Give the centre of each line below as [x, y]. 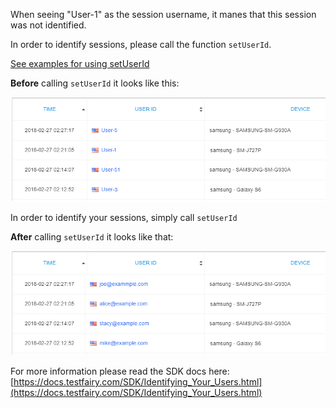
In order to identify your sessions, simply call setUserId [124, 218]
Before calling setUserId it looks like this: [95, 83]
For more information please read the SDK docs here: [120, 371]
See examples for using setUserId [80, 63]
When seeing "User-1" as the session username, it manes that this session [163, 14]
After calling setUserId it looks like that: [92, 237]
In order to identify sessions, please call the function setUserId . [141, 44]
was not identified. [48, 25]
